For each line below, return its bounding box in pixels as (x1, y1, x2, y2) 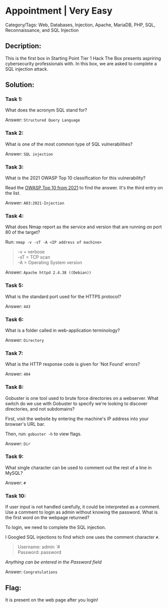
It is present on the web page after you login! (5, 596, 98, 603)
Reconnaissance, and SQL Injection (5, 27, 79, 33)
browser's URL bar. (5, 421, 45, 427)
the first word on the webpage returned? (5, 515, 90, 521)
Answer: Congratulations (5, 569, 58, 575)
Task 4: (5, 212, 24, 219)
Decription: (5, 42, 41, 50)
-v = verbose (17, 249, 45, 255)
